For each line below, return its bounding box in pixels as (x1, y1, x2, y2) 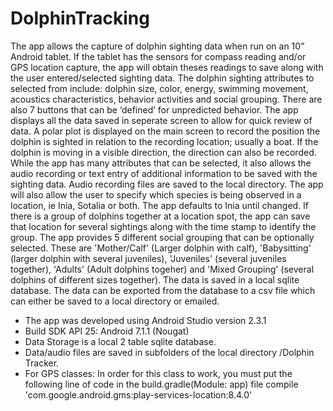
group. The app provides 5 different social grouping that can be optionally (10, 231, 315, 243)
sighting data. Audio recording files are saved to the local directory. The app (10, 178, 324, 190)
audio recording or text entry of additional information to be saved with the (10, 167, 318, 179)
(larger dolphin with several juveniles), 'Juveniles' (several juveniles (10, 252, 287, 264)
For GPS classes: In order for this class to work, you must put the (24, 367, 293, 379)
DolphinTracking (10, 7, 150, 30)
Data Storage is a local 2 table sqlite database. (24, 335, 217, 347)
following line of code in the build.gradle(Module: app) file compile (24, 378, 299, 390)
